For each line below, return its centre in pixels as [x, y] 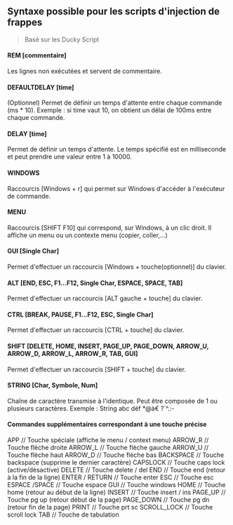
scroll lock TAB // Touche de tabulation [63, 514]
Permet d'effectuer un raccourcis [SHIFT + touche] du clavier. [96, 369]
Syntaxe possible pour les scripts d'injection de [113, 12]
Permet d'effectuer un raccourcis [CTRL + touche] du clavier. [96, 330]
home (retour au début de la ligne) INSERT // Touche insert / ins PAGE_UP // [116, 492]
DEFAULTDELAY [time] [41, 87]
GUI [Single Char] [33, 251]
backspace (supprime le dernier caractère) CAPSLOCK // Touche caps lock [116, 463]
